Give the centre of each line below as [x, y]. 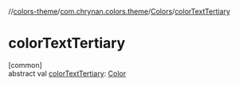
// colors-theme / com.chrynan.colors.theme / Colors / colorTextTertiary [119, 11]
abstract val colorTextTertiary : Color [67, 73]
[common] [25, 65]
